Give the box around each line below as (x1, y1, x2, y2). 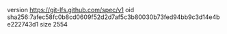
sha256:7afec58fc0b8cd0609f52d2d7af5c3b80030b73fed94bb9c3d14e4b (7, 13, 220, 21)
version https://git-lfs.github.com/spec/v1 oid (7, 6, 135, 14)
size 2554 (40, 20, 68, 28)
